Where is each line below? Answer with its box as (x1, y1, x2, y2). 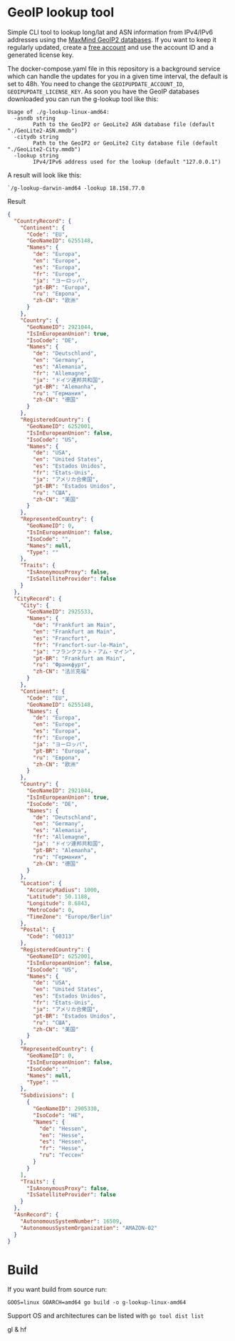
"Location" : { (20, 880, 62, 887)
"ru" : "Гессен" (38, 1151, 84, 1159)
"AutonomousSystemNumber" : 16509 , (20, 1218, 122, 1225)
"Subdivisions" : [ (20, 1092, 75, 1099)
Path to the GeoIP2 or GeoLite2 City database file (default (33, 140, 219, 147)
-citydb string (14, 133, 59, 140)
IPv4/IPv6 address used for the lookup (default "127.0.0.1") (33, 158, 221, 165)
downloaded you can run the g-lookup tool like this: (7, 94, 159, 103)
